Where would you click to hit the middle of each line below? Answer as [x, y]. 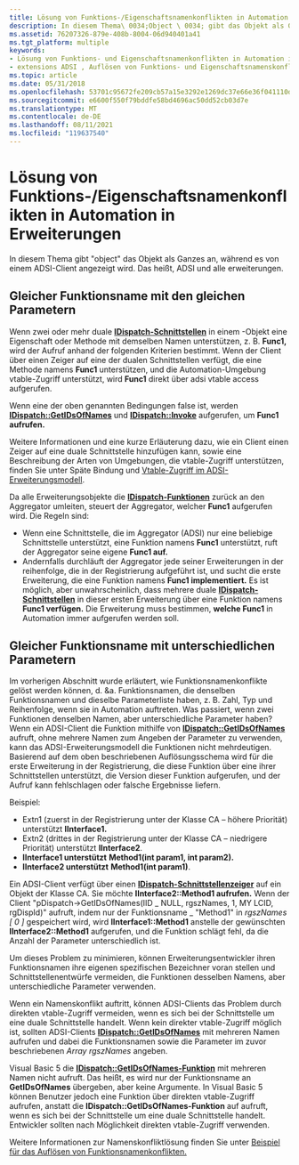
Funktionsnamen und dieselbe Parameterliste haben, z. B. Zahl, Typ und [141, 700]
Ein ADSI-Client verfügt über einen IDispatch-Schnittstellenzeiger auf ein [145, 884]
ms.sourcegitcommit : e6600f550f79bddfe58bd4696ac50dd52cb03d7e [129, 100]
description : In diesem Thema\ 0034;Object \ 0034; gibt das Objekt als [147, 26]
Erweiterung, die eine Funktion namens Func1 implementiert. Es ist [145, 580]
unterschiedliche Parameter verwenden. [83, 987]
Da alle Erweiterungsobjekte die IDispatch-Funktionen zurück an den [137, 497]
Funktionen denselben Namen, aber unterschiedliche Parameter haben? [141, 719]
